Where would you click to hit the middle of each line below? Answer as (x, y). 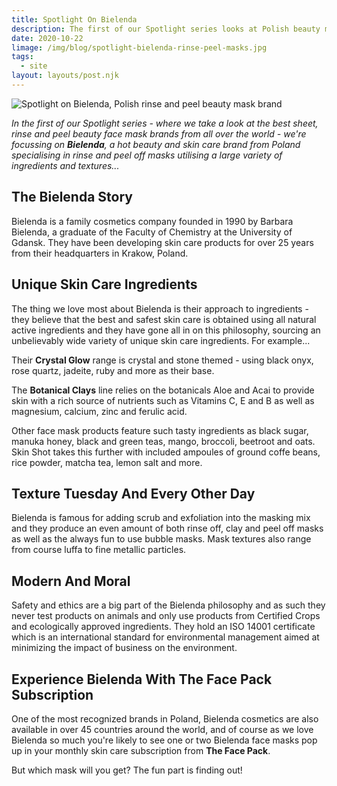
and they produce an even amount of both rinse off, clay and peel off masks (167, 528)
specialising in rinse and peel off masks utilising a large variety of (147, 155)
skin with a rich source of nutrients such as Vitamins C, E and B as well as (163, 400)
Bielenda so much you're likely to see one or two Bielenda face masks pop (164, 740)
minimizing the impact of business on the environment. (124, 648)
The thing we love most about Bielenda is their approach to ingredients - (160, 308)
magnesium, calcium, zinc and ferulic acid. (99, 411)
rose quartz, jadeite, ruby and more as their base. (113, 370)
